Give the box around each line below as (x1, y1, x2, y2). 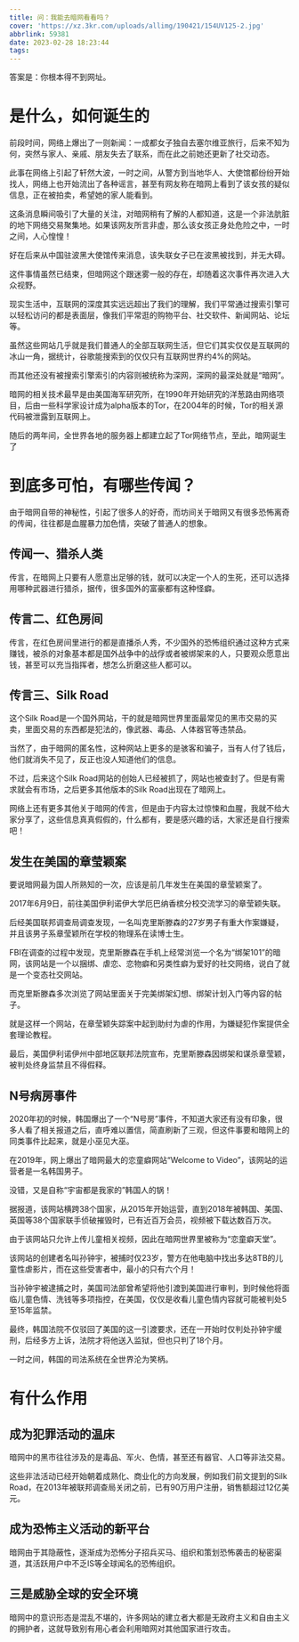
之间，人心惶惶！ (9, 231, 72, 241)
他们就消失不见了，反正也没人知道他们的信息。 (9, 754, 181, 765)
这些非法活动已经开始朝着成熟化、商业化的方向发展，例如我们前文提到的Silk (9, 1471, 287, 1482)
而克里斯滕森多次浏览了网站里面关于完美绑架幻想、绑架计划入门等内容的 (9, 988, 274, 999)
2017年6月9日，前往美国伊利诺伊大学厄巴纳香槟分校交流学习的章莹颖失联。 (9, 898, 287, 909)
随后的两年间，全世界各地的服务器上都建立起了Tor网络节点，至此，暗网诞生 (9, 430, 287, 441)
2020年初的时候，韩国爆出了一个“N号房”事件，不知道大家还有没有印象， (9, 1114, 276, 1125)
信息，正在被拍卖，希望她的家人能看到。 (9, 190, 158, 200)
